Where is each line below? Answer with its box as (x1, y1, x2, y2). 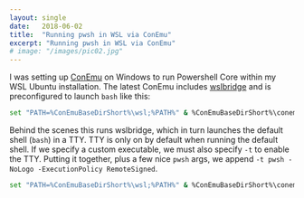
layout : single (9, 13, 67, 23)
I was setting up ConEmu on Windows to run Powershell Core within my (9, 71, 277, 82)
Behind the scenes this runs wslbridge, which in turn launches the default (9, 125, 283, 136)
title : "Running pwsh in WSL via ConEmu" (9, 30, 172, 39)
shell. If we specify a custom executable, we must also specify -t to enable (9, 144, 290, 155)
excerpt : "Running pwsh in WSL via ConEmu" (9, 38, 176, 48)
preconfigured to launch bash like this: (9, 91, 151, 102)
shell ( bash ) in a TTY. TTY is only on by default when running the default (9, 135, 279, 145)
